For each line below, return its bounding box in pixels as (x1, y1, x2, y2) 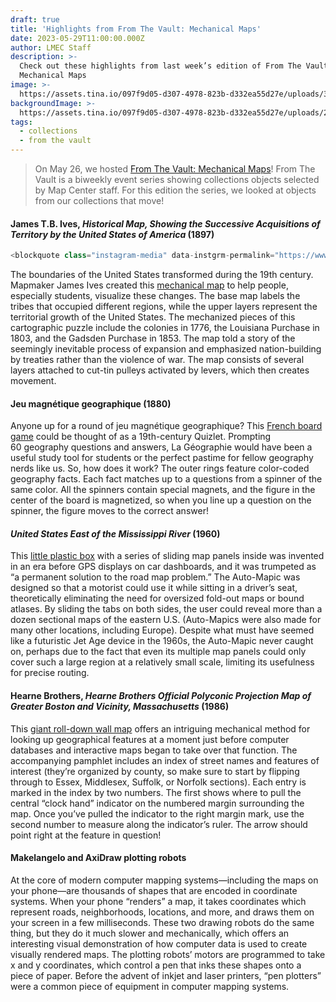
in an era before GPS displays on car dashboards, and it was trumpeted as (10, 561, 317, 573)
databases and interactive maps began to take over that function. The (10, 744, 298, 756)
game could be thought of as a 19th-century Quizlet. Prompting (10, 431, 272, 443)
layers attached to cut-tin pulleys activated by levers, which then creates (10, 364, 310, 376)
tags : (10, 117, 33, 127)
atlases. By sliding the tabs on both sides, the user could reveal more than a (10, 603, 323, 615)
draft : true (10, 14, 60, 25)
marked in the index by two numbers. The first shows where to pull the (10, 786, 302, 798)
